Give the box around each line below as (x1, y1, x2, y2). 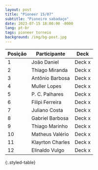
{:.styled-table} (5, 159, 36, 165)
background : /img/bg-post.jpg (5, 35, 67, 40)
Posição (7, 50, 27, 57)
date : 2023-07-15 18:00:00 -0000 (5, 21, 73, 26)
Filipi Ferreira (31, 99, 62, 105)
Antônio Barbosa (31, 74, 70, 81)
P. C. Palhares (31, 91, 64, 98)
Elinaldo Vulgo (31, 146, 65, 153)
